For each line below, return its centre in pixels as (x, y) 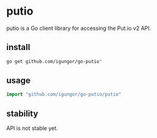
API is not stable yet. (32, 128)
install (18, 47)
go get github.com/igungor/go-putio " (54, 61)
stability (22, 113)
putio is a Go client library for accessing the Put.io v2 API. (79, 28)
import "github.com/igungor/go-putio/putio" (64, 95)
